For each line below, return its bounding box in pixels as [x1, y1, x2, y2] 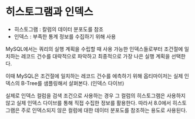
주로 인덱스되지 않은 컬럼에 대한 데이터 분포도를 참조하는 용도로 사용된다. [21, 106, 187, 114]
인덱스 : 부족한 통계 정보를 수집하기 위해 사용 [14, 33, 116, 40]
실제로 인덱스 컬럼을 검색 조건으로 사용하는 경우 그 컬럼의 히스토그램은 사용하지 [5, 92, 186, 99]
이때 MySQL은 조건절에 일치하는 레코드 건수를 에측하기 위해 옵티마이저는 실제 [5, 72, 183, 79]
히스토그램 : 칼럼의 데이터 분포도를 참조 [14, 26, 104, 33]
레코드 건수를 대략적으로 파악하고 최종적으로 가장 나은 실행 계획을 [21, 52, 170, 60]
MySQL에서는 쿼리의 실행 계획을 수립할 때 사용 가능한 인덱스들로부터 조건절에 [5, 45, 183, 52]
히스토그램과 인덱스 [5, 5, 93, 19]
